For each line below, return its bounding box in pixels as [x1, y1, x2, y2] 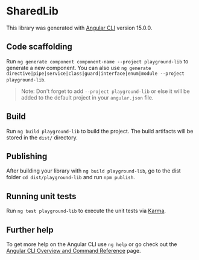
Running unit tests [6, 191, 77, 201]
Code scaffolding [6, 42, 72, 52]
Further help [6, 224, 54, 235]
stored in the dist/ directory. [6, 134, 78, 141]
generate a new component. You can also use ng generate [6, 64, 151, 71]
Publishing [6, 151, 48, 161]
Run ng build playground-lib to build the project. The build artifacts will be [6, 127, 194, 135]
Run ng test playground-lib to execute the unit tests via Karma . [6, 207, 166, 215]
